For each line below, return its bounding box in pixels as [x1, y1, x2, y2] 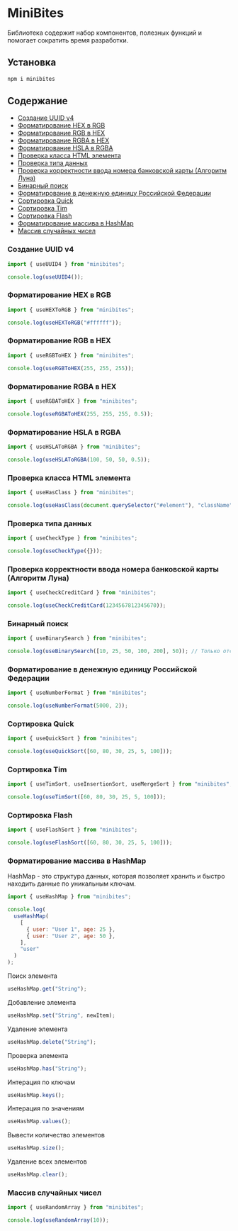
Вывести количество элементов [7, 1131, 105, 1140]
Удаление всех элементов [7, 1157, 87, 1166]
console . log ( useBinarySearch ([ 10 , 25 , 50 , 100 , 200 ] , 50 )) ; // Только [7, 647, 220, 655]
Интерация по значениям [7, 1104, 85, 1113]
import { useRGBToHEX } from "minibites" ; [7, 352, 135, 359]
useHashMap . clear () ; [7, 1171, 69, 1179]
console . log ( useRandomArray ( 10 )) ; [7, 1217, 110, 1224]
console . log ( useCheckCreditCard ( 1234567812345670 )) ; [7, 601, 166, 609]
